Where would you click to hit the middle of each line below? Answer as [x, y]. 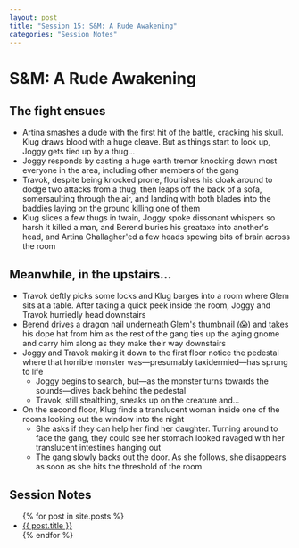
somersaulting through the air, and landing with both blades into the [146, 199]
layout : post [33, 17]
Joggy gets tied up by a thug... [79, 152]
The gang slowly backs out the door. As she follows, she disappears [161, 457]
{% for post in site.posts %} [73, 516]
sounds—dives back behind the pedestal [111, 391]
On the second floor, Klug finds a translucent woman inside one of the [151, 410]
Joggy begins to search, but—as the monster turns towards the [152, 381]
